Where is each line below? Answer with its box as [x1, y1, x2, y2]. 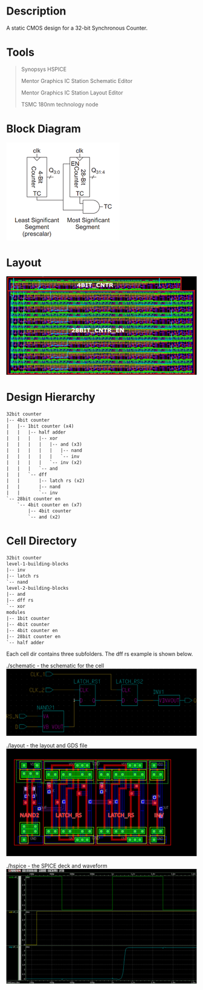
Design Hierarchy [6, 390, 95, 404]
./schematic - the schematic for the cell [6, 662, 105, 669]
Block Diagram [6, 122, 82, 136]
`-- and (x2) [28, 513, 61, 520]
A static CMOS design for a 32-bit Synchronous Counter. [6, 24, 148, 31]
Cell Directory [6, 534, 77, 547]
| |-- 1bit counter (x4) [6, 423, 74, 429]
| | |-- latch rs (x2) [6, 477, 85, 484]
